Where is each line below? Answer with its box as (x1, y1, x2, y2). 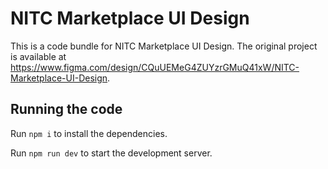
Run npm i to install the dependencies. (10, 127, 168, 139)
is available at (10, 50, 67, 62)
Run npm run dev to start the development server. (10, 147, 213, 159)
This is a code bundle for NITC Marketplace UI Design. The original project (10, 40, 318, 52)
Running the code (10, 101, 123, 118)
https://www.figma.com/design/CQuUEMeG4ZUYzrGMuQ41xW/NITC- (10, 61, 300, 73)
